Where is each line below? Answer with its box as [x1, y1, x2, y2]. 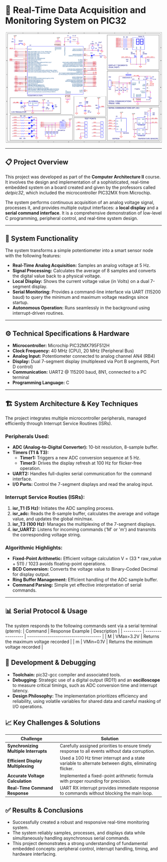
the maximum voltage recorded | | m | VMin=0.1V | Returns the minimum [5, 639, 153, 645]
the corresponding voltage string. [12, 531, 81, 538]
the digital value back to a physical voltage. [12, 273, 101, 279]
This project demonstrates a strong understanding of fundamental [12, 841, 148, 847]
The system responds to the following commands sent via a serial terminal [5, 623, 158, 629]
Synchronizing [7, 743, 39, 749]
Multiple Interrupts [7, 748, 47, 754]
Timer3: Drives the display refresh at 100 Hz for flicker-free [19, 460, 142, 466]
